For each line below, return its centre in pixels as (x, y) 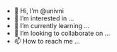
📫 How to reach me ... (47, 41)
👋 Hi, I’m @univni (39, 11)
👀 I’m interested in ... (44, 18)
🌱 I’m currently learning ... (52, 26)
